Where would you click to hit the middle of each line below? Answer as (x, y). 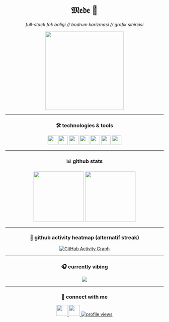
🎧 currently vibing (84, 267)
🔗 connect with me (84, 297)
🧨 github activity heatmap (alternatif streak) (84, 238)
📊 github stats (84, 161)
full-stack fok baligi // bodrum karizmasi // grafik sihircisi (84, 24)
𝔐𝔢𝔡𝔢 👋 (84, 10)
